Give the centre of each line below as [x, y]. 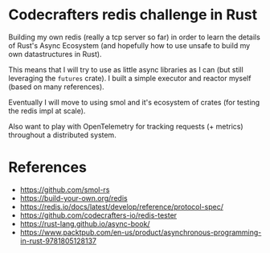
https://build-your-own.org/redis [74, 198]
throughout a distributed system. [62, 135]
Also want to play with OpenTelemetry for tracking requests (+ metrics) [126, 126]
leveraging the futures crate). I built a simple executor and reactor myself [130, 78]
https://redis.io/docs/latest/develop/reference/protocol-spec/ [121, 206]
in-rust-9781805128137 [58, 241]
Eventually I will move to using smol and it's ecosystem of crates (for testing [134, 102]
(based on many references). [56, 87]
